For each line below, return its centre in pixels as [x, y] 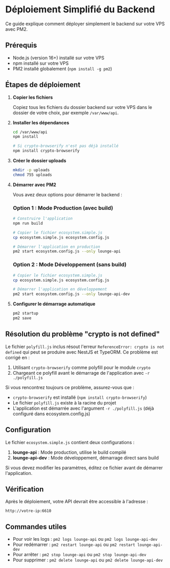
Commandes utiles [36, 527]
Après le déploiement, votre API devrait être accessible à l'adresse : [77, 502]
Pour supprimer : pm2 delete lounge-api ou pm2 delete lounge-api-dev [88, 560]
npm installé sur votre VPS [41, 63]
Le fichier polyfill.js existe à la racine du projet [64, 402]
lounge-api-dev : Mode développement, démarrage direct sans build [86, 457]
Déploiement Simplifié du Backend [80, 10]
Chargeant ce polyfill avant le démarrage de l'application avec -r [81, 373]
